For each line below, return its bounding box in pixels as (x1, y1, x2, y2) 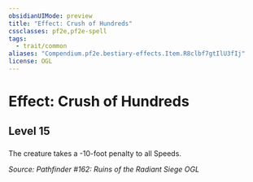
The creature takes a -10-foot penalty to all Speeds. (8, 149, 181, 158)
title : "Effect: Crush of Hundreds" (8, 19, 133, 28)
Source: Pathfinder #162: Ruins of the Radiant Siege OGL (8, 164, 200, 175)
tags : (8, 34, 27, 43)
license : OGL (8, 58, 53, 66)
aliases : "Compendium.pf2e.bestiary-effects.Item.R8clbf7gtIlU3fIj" (8, 50, 246, 58)
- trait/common (15, 42, 68, 50)
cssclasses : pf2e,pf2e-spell (8, 27, 107, 35)
